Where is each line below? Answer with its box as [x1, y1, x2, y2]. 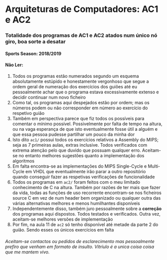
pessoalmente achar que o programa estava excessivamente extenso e [12, 89, 159, 95]
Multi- [148, 163, 161, 169]
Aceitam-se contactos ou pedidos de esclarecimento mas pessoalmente [5, 238, 155, 244]
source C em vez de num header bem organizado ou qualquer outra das [12, 195, 161, 201]
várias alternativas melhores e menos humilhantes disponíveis [12, 200, 141, 206]
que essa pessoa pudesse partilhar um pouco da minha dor [12, 131, 135, 137]
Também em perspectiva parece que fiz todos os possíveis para [12, 115, 145, 121]
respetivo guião [12, 110, 45, 116]
